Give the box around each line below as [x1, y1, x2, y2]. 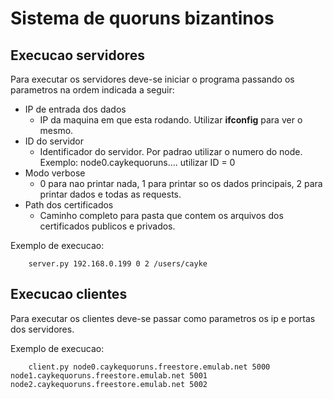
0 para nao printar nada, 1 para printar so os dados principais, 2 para [39, 178, 323, 189]
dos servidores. [10, 323, 75, 335]
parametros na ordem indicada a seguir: [10, 84, 175, 96]
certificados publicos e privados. [39, 220, 176, 232]
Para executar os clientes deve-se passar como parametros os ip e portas [10, 312, 316, 324]
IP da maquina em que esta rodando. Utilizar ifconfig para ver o [39, 114, 303, 126]
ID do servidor [24, 135, 85, 147]
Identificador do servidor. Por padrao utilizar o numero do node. [39, 146, 303, 157]
